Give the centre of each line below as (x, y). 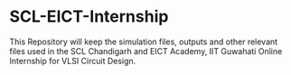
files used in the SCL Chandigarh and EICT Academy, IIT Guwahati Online (146, 51)
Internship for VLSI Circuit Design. (73, 61)
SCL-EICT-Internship (89, 17)
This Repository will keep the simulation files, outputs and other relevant (144, 42)
